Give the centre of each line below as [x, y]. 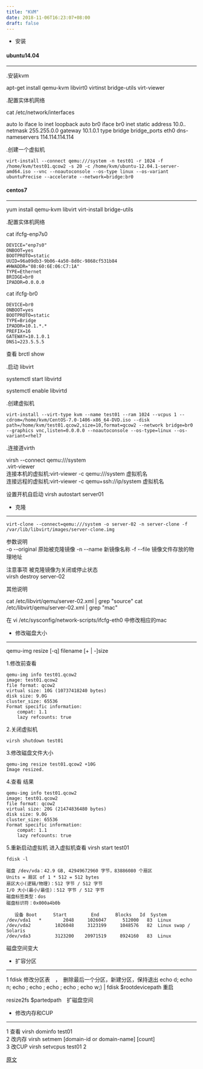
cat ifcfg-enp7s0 [27, 234]
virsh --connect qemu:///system [46, 460]
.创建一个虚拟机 [26, 149]
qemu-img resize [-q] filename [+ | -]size [57, 650]
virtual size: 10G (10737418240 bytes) [56, 690]
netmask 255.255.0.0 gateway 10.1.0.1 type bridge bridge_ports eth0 [91, 130]
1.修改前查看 [21, 663]
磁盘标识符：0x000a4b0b [33, 903]
